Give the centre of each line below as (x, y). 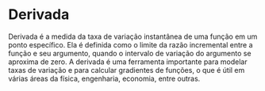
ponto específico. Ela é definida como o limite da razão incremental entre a (131, 44)
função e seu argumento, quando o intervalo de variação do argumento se (130, 53)
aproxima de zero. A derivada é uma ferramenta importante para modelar (128, 62)
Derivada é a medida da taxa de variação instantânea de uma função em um (133, 36)
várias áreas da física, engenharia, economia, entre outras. (104, 78)
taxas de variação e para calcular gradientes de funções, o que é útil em (127, 70)
